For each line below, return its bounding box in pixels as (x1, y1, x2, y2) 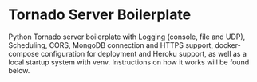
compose (8, 49, 40, 58)
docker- (215, 40, 241, 49)
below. (8, 65, 30, 75)
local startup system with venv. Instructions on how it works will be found (8, 57, 250, 67)
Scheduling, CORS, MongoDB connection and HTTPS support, (8, 40, 214, 49)
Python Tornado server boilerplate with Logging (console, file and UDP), (8, 32, 246, 41)
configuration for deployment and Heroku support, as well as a (41, 49, 247, 58)
